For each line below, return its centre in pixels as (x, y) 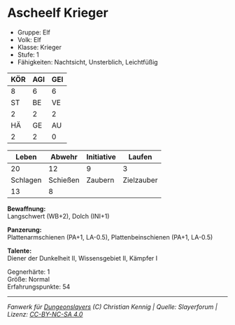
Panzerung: (24, 230)
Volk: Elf (29, 39)
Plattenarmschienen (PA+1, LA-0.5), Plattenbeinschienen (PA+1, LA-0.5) (110, 237)
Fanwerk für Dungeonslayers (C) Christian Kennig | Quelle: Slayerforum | (113, 307)
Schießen (64, 180)
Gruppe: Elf (34, 32)
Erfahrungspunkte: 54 (39, 286)
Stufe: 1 (28, 55)
